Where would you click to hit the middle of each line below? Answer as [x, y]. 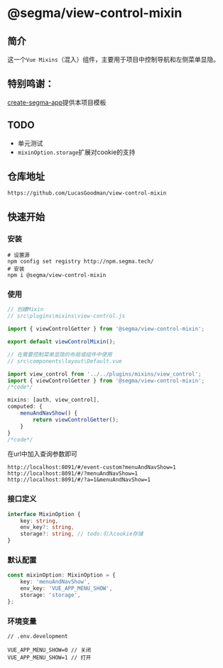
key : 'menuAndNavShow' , [55, 582]
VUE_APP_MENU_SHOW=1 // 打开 [49, 658]
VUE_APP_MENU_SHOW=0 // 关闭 [49, 650]
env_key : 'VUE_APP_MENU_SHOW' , [66, 588]
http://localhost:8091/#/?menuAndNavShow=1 [73, 473]
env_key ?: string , [47, 527]
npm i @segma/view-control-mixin [57, 275]
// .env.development [38, 637]
